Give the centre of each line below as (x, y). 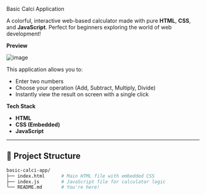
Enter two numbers (39, 81)
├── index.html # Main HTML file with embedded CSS (81, 176)
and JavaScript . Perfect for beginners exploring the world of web (89, 27)
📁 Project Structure (44, 156)
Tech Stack (21, 106)
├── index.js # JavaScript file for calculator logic (86, 182)
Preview (17, 46)
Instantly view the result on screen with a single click (82, 94)
